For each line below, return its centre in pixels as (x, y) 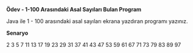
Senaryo (17, 33)
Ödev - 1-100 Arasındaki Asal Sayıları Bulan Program (74, 9)
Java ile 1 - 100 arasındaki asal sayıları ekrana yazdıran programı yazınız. (97, 21)
